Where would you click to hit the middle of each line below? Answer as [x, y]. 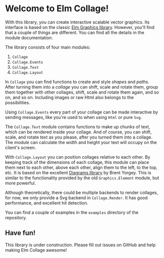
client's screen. [21, 147]
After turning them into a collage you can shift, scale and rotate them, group [82, 87]
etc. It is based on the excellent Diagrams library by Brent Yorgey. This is [78, 172]
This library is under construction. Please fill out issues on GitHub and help [80, 245]
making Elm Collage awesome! [36, 250]
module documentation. [29, 38]
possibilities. [18, 102]
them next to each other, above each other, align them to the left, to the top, [81, 167]
